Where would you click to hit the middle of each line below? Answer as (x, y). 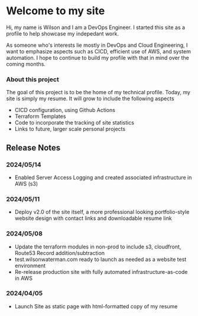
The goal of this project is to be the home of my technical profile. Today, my (98, 92)
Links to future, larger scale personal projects (70, 129)
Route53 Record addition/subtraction (60, 253)
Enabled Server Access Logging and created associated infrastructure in (103, 177)
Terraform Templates (40, 116)
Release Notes (33, 147)
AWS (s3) (26, 183)
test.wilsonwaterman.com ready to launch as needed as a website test (100, 259)
